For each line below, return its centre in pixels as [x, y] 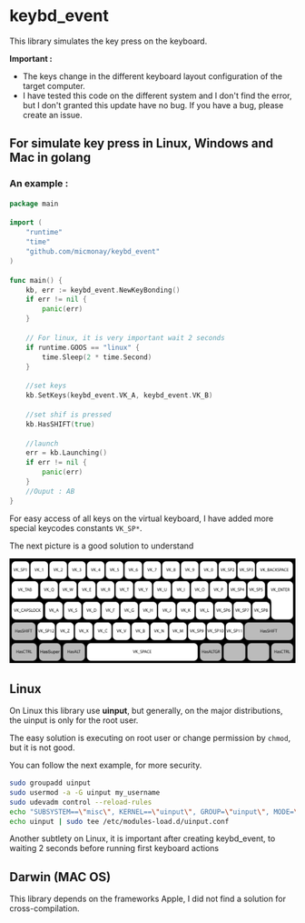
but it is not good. [42, 747]
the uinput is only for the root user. [74, 720]
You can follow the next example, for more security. [106, 765]
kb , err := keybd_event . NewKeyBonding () [103, 290]
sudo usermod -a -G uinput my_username [85, 792]
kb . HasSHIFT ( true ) [60, 424]
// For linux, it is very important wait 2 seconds [125, 337]
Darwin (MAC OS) [60, 877]
